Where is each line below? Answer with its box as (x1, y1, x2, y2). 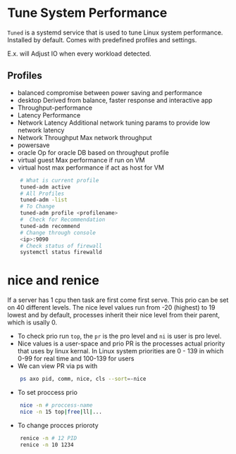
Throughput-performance (17, 103, 93, 112)
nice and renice (7, 272, 100, 289)
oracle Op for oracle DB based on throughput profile (17, 148, 169, 156)
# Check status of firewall (20, 242, 102, 249)
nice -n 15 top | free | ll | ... (20, 408, 102, 415)
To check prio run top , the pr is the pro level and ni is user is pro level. (17, 332, 222, 341)
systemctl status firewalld (20, 248, 102, 256)
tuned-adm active (20, 183, 71, 191)
